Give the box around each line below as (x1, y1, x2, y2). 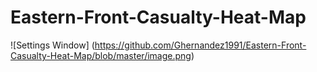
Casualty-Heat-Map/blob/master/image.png (10, 49, 192, 61)
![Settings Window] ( (10, 39, 95, 51)
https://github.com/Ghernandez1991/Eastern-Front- (94, 39, 307, 51)
